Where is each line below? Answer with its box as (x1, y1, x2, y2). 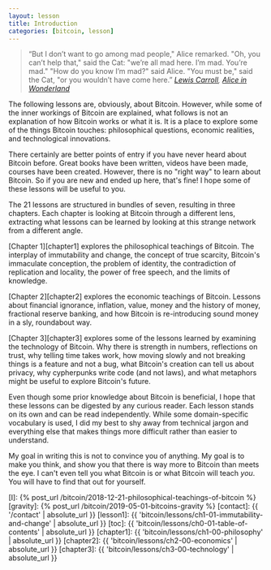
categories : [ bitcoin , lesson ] (8, 27, 114, 35)
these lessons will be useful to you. (8, 184, 126, 194)
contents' (8, 527, 41, 537)
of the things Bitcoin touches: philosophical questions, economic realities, (8, 125, 255, 135)
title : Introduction (8, 19, 79, 28)
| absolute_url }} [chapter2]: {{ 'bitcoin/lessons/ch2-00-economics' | (8, 536, 238, 546)
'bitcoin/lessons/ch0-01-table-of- (135, 519, 248, 529)
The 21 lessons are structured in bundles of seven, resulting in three (8, 200, 236, 209)
